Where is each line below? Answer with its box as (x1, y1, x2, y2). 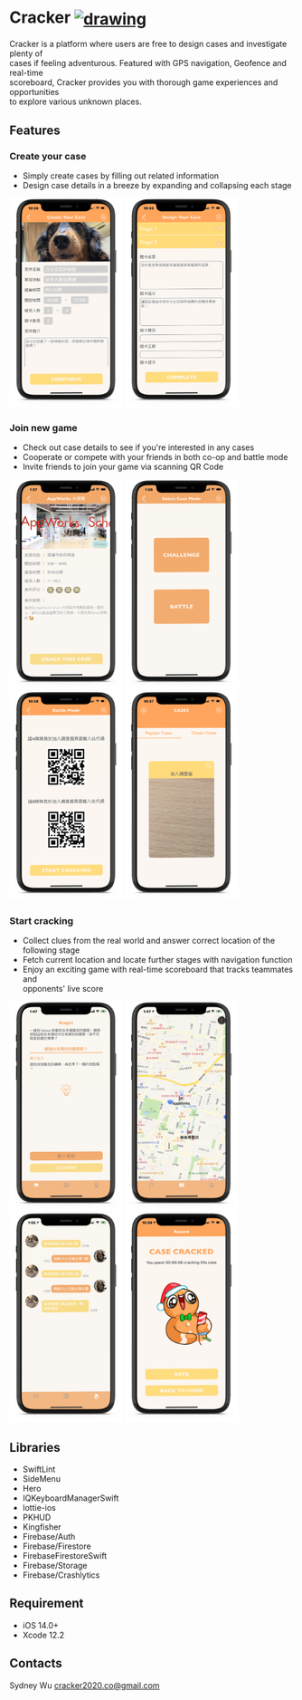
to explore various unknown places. (9, 96, 142, 107)
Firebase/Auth (22, 1531, 76, 1542)
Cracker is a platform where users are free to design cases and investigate (9, 39, 288, 50)
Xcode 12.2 (22, 1629, 65, 1640)
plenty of (9, 48, 43, 59)
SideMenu (22, 1473, 61, 1484)
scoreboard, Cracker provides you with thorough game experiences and (9, 77, 278, 88)
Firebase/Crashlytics (22, 1570, 100, 1580)
